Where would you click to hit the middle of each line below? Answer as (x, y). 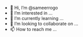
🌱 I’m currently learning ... (37, 18)
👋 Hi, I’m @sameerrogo (34, 8)
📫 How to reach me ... (33, 29)
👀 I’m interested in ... (31, 13)
